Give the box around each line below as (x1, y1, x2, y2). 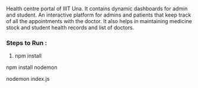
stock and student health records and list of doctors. (6, 24, 135, 31)
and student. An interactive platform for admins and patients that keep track (6, 11, 191, 18)
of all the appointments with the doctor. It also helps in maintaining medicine (6, 18, 193, 24)
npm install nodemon (6, 64, 58, 71)
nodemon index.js (6, 76, 50, 83)
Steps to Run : (6, 39, 47, 47)
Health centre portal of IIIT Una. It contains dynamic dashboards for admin (6, 5, 188, 12)
